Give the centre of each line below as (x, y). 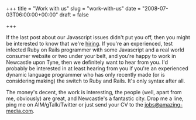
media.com (20, 111)
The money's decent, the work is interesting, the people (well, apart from (94, 92)
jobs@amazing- (164, 104)
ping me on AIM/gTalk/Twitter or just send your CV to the (75, 104)
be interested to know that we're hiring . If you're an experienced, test (90, 44)
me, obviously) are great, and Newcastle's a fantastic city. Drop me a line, (95, 98)
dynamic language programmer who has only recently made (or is (85, 75)
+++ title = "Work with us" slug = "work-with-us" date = (74, 8)
